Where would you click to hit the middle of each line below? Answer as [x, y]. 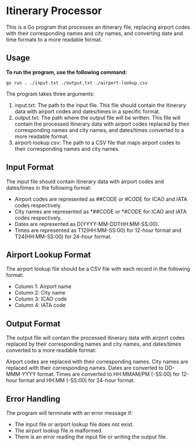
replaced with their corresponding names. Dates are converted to [85, 368]
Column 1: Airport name [43, 286]
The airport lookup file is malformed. [59, 430]
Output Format [33, 324]
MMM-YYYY [21, 374]
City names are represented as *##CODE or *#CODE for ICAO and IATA [101, 211]
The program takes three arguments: [50, 94]
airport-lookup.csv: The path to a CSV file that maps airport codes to [97, 143]
